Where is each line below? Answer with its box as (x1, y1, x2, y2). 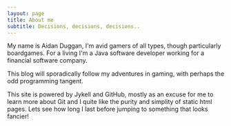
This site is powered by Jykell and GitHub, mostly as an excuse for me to (7, 90, 214, 98)
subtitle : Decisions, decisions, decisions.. (7, 23, 140, 30)
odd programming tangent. (7, 77, 84, 85)
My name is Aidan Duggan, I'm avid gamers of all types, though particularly (7, 42, 221, 50)
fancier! (7, 112, 29, 120)
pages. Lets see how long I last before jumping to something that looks (7, 105, 208, 114)
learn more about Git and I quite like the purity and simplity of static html (7, 98, 212, 106)
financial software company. (7, 56, 88, 65)
